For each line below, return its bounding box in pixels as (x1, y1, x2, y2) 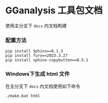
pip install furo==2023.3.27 (5, 53, 68, 58)
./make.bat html (5, 93, 40, 98)
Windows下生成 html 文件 (5, 70, 70, 77)
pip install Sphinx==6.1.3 (5, 49, 63, 54)
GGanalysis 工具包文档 (5, 5, 103, 16)
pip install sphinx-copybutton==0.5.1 (5, 57, 88, 63)
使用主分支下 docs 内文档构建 (5, 23, 67, 29)
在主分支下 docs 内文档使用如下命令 (5, 83, 81, 89)
